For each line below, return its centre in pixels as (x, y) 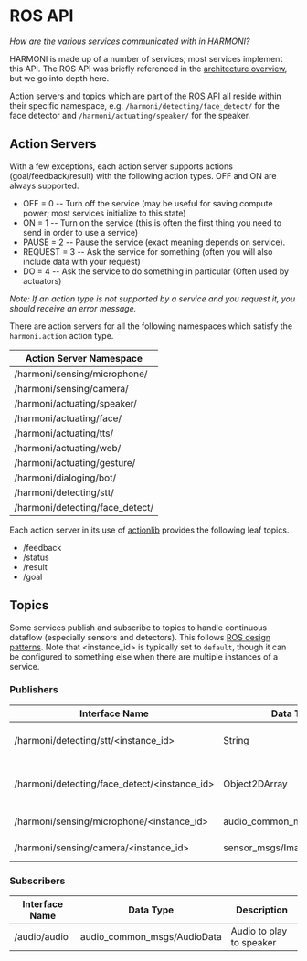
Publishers (34, 690)
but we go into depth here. (59, 78)
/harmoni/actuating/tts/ (64, 433)
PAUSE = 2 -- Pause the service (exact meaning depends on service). (154, 242)
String (236, 740)
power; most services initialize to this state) (104, 213)
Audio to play (259, 931)
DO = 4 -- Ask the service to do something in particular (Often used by (156, 271)
